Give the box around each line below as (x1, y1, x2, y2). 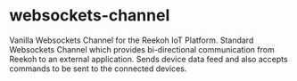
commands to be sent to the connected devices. (9, 63, 187, 74)
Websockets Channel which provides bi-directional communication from (9, 44, 275, 54)
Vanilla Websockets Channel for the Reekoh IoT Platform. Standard (9, 35, 254, 45)
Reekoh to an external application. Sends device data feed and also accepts (9, 53, 288, 64)
